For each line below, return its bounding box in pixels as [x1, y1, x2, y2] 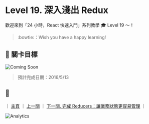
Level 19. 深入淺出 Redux [5, 4, 109, 16]
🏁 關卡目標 [5, 50, 38, 59]
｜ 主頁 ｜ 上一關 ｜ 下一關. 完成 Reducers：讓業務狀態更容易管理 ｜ [5, 103, 146, 109]
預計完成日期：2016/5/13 [17, 74, 69, 80]
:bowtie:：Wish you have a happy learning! [17, 34, 106, 40]
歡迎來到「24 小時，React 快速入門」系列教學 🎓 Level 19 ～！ [5, 22, 134, 28]
